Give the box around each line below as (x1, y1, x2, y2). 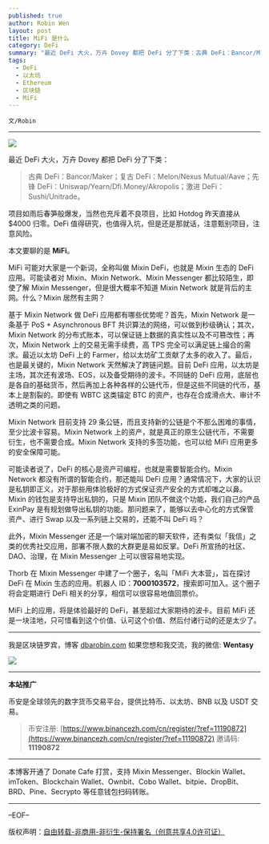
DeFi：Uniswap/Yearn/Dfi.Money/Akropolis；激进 (37, 182, 201, 192)
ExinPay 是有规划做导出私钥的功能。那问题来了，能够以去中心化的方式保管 (8, 504, 255, 514)
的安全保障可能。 (8, 447, 65, 457)
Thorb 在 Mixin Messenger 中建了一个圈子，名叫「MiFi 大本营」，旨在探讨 (8, 568, 251, 578)
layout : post (8, 26, 52, 34)
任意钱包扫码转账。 (89, 787, 154, 797)
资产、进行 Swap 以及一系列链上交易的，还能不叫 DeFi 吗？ (8, 515, 204, 524)
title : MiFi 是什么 (8, 34, 70, 42)
